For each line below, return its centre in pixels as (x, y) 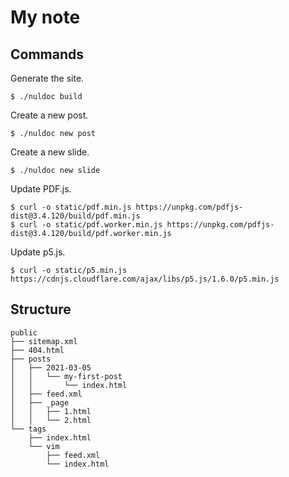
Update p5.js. (38, 252)
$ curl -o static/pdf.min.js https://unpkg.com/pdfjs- (127, 207)
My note (45, 17)
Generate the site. (47, 78)
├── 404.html (37, 350)
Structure (41, 309)
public (24, 332)
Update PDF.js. (41, 189)
